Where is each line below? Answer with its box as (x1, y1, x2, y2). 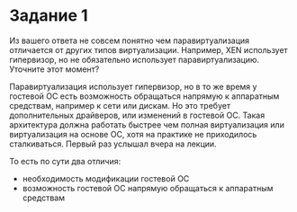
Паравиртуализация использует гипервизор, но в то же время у (9, 81, 257, 92)
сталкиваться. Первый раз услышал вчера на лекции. (9, 138, 218, 149)
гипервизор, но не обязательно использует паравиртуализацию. (9, 54, 259, 65)
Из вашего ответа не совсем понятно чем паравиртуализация (9, 35, 250, 46)
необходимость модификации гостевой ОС (22, 172, 190, 184)
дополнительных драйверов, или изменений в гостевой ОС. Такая (9, 110, 265, 120)
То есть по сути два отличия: (9, 155, 121, 166)
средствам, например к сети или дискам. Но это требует (9, 100, 231, 110)
